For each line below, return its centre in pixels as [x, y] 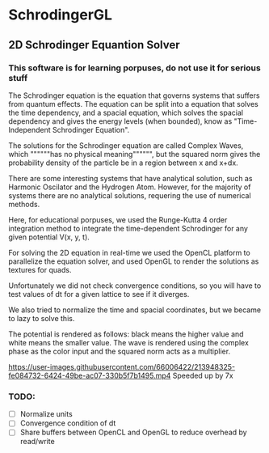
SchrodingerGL [61, 15]
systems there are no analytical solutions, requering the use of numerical [130, 195]
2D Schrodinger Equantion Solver [94, 45]
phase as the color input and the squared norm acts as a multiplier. [120, 351]
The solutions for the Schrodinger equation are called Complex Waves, [126, 145]
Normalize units [46, 414]
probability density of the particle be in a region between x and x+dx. [123, 163]
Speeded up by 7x [203, 375]
